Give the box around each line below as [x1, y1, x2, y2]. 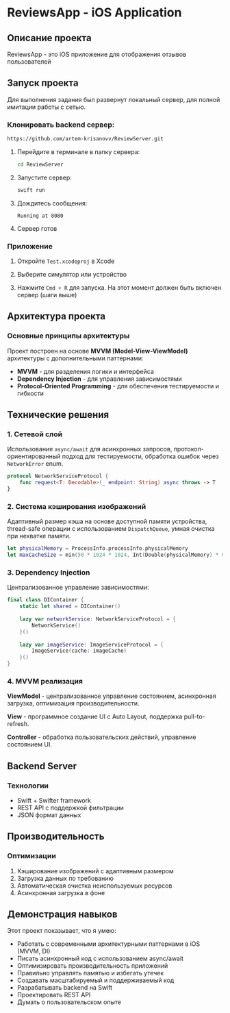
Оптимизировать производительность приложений [16, 962, 168, 970]
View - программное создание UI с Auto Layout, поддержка [7, 712, 183, 721]
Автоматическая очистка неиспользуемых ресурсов [16, 881, 172, 890]
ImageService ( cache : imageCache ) [31, 647, 127, 655]
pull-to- [183, 712, 205, 721]
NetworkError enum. [7, 460, 64, 468]
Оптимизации [7, 851, 56, 861]
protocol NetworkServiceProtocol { [7, 473, 109, 480]
